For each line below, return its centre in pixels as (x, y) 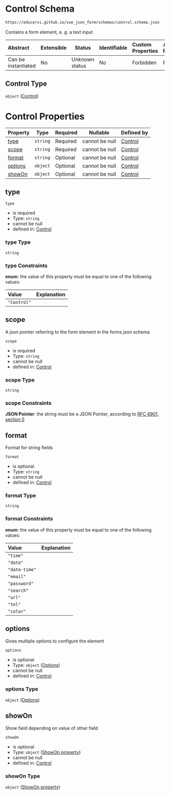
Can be (16, 59)
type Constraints (27, 266)
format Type (21, 496)
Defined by (135, 132)
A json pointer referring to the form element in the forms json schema (78, 332)
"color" (17, 611)
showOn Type (23, 776)
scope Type (20, 380)
